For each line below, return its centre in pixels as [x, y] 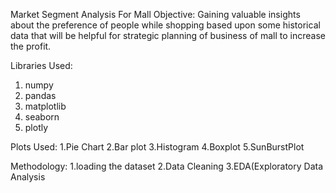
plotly [36, 127]
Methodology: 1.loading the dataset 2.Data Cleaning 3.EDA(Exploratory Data [167, 166]
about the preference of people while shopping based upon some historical [165, 25]
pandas [40, 95]
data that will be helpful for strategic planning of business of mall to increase [168, 35]
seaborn [42, 117]
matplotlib [45, 106]
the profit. [31, 46]
